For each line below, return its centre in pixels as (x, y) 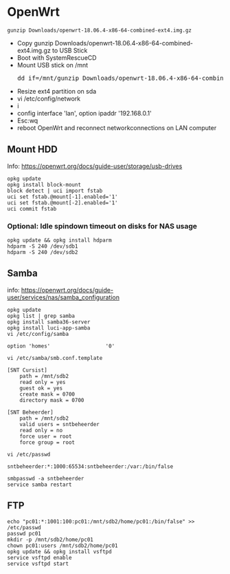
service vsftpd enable (39, 557)
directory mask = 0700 (52, 400)
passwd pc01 (24, 533)
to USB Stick (70, 50)
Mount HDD (33, 150)
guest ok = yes (41, 388)
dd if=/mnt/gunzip (48, 78)
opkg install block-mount (44, 184)
